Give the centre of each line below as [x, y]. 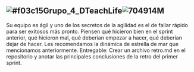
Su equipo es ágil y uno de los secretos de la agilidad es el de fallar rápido [97, 25]
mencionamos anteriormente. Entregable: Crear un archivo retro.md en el [96, 50]
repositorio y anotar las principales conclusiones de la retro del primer [92, 56]
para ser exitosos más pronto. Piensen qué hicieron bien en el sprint [90, 31]
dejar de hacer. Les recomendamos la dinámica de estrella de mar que [93, 44]
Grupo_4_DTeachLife [83, 11]
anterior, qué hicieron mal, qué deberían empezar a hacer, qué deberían [94, 37]
